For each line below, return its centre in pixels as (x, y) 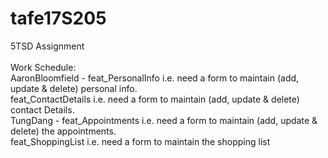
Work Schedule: (43, 67)
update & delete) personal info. (74, 88)
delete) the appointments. (63, 131)
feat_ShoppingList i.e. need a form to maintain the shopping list (140, 141)
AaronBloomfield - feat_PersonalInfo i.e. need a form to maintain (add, (155, 78)
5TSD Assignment (47, 46)
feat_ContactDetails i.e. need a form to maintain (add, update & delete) (155, 99)
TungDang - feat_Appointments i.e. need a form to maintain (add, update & (164, 120)
